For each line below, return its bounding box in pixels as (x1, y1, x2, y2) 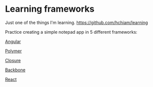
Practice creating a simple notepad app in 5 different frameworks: (5, 29, 138, 35)
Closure (5, 57, 21, 63)
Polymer (5, 48, 22, 54)
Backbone (5, 67, 26, 73)
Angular (5, 38, 21, 44)
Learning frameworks (5, 3, 95, 15)
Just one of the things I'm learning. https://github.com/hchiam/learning (5, 20, 148, 25)
